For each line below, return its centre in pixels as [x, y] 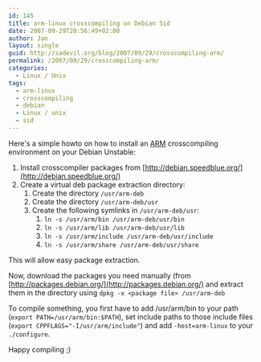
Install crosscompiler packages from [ [83, 167]
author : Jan [28, 38]
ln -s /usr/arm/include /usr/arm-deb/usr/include [128, 237]
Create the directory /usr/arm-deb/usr [95, 201]
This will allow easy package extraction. [74, 260]
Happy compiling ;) [40, 349]
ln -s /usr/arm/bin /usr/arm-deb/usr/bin [114, 219]
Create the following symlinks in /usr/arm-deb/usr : [116, 210]
